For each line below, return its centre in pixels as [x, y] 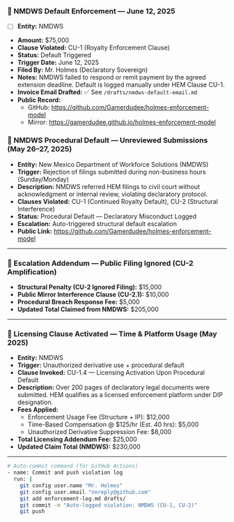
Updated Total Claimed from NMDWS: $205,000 [88, 309]
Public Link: [34, 231]
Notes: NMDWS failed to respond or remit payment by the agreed [112, 77]
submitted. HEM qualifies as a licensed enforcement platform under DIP [120, 395]
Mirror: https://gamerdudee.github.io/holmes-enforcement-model [122, 122]
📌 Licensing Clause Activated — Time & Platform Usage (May [112, 334]
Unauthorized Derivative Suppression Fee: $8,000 [100, 432]
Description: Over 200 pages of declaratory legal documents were [114, 387]
